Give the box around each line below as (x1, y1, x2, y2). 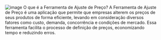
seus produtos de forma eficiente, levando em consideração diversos (5, 15, 144, 20)
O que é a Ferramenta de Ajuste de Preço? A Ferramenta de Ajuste (23, 5, 157, 10)
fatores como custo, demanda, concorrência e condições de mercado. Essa (5, 20, 157, 25)
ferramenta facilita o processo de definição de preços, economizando (5, 25, 145, 30)
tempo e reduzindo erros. (5, 30, 56, 35)
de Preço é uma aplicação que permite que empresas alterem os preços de (5, 10, 156, 15)
